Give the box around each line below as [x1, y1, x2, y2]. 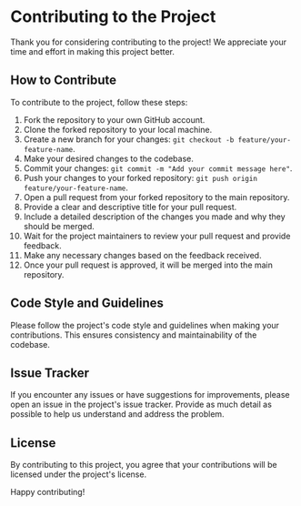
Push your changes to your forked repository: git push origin [23, 172, 258, 183]
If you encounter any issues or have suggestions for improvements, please [10, 390, 290, 400]
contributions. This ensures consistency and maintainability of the [10, 329, 257, 340]
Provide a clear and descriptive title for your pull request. [23, 201, 237, 212]
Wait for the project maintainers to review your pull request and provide [23, 230, 291, 241]
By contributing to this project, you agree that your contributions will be [10, 460, 277, 471]
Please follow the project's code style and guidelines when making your [10, 319, 280, 330]
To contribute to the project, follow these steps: [10, 96, 188, 107]
